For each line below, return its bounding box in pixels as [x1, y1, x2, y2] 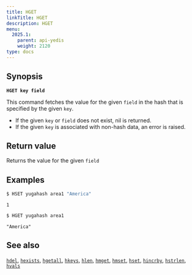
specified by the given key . [6, 105, 74, 112]
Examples [6, 175, 45, 185]
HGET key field [6, 87, 45, 94]
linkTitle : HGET [6, 15, 48, 21]
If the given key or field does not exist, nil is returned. [15, 117, 152, 124]
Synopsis [6, 71, 43, 82]
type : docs [6, 49, 34, 55]
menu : [6, 26, 20, 32]
